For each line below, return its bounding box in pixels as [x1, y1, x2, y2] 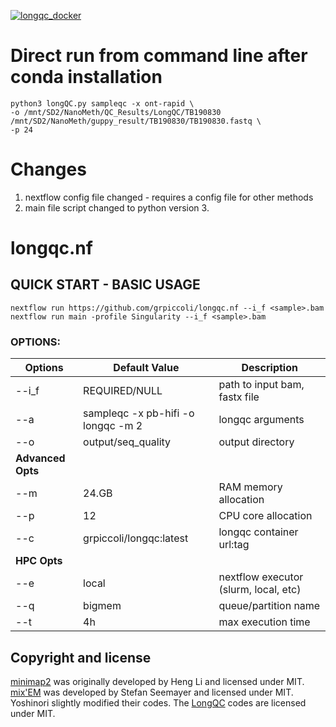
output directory [218, 435, 295, 449]
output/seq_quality [83, 435, 172, 449]
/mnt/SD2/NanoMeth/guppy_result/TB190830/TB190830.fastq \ [10, 116, 262, 126]
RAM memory [218, 480, 283, 494]
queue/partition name [218, 599, 321, 613]
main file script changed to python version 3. [24, 201, 210, 214]
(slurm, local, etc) [218, 583, 302, 597]
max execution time [218, 615, 311, 629]
